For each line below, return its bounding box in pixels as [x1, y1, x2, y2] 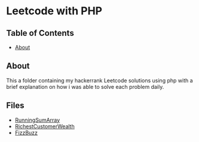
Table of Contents [6, 28, 75, 38]
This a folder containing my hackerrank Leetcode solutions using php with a [6, 76, 193, 84]
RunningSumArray [14, 116, 60, 124]
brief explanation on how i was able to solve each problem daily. [6, 83, 164, 90]
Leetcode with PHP [6, 4, 103, 18]
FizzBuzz [14, 129, 38, 136]
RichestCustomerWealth [14, 122, 75, 129]
